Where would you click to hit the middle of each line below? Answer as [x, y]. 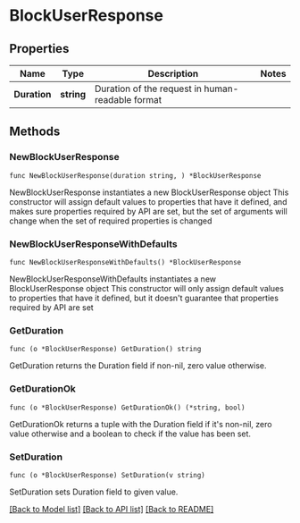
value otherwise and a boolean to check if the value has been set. [130, 434]
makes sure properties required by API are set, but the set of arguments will [148, 211]
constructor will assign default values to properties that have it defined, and [148, 201]
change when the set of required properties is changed [111, 221]
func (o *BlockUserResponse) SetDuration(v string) [107, 475]
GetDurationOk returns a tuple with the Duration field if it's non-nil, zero [141, 424]
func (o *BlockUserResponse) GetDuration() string [105, 350]
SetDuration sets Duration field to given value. [94, 492]
